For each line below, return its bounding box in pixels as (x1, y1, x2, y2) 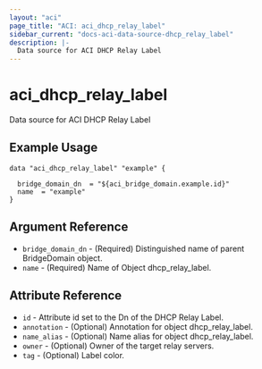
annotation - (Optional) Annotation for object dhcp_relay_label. (21, 321, 253, 331)
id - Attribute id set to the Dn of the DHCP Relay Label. (21, 312, 224, 323)
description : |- (9, 38, 70, 47)
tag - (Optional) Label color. (21, 349, 125, 360)
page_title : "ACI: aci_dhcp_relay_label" (9, 21, 166, 30)
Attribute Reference (9, 288, 123, 304)
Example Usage (9, 140, 98, 155)
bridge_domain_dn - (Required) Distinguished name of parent (21, 243, 245, 254)
